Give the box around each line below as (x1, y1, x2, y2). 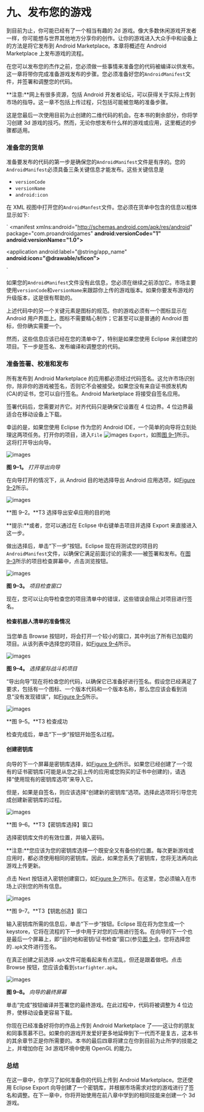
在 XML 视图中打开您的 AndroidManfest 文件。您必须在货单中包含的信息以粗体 (6, 203, 197, 211)
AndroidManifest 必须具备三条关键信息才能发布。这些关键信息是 (6, 166, 165, 174)
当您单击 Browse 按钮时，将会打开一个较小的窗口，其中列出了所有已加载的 (6, 632, 193, 639)
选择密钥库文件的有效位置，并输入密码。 (6, 834, 107, 841)
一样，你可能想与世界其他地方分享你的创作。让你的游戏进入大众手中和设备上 (6, 34, 198, 41)
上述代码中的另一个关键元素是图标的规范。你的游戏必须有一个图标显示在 (6, 307, 187, 314)
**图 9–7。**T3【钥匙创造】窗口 (6, 907, 88, 914)
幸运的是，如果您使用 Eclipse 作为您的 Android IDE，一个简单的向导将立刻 (6, 423, 192, 431)
